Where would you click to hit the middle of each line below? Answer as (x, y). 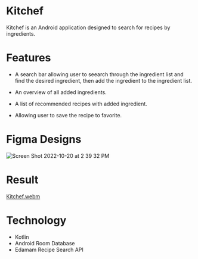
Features (29, 58)
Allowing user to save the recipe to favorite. (68, 115)
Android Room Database (45, 243)
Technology (36, 220)
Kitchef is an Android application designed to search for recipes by (88, 27)
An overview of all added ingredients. (61, 92)
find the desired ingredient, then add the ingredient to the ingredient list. (103, 80)
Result (22, 180)
